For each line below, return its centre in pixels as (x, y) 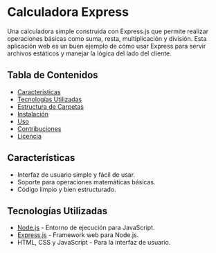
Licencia (29, 136)
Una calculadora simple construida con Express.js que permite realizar (108, 31)
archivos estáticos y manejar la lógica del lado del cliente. (89, 53)
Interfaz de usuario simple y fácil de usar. (76, 175)
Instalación (33, 114)
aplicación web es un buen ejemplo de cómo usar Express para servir (107, 46)
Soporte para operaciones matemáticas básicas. (86, 182)
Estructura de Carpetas (51, 106)
